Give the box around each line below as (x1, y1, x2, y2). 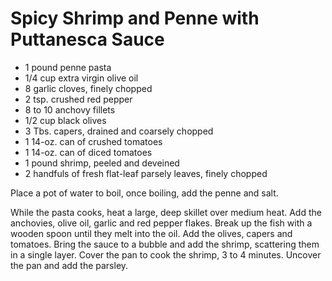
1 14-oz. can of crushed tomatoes (24, 135, 163, 147)
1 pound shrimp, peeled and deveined (24, 157, 180, 169)
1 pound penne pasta (24, 61, 112, 73)
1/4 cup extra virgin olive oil (24, 72, 139, 84)
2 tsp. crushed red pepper (24, 93, 133, 105)
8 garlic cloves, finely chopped (24, 82, 153, 94)
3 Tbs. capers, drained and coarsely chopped (24, 125, 214, 137)
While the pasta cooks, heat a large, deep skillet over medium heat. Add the (10, 206, 322, 218)
